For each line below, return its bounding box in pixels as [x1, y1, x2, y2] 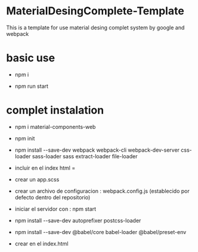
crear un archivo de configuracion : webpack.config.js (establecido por [14, 187, 190, 195]
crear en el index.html [14, 240, 69, 247]
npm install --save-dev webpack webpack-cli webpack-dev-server [14, 146, 180, 153]
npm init [14, 134, 35, 142]
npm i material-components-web [14, 123, 96, 130]
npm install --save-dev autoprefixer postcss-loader [14, 217, 141, 224]
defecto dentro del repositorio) [14, 193, 91, 201]
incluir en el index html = [14, 164, 76, 171]
